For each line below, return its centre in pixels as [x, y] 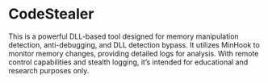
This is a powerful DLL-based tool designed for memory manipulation [124, 36]
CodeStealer [51, 14]
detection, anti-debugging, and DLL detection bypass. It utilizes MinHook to [134, 44]
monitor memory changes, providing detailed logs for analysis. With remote [134, 53]
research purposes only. [49, 70]
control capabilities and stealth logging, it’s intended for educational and [128, 62]
